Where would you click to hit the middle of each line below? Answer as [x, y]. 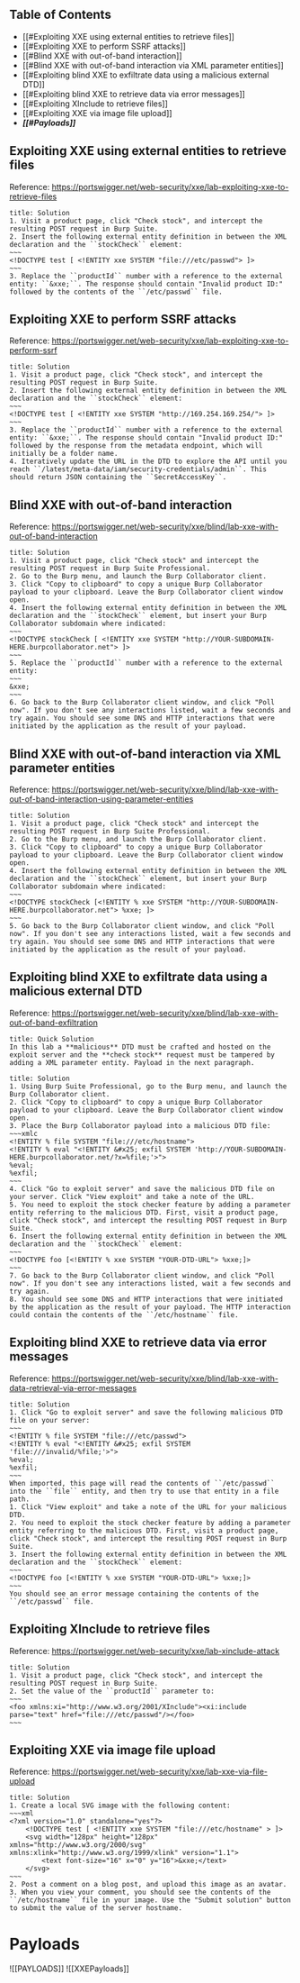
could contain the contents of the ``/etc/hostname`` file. [124, 1314]
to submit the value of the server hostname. [96, 1908]
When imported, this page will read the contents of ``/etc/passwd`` [142, 1483]
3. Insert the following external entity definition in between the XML [148, 1554]
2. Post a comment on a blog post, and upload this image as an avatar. [148, 1885]
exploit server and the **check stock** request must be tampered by [142, 1055]
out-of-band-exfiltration [54, 1023]
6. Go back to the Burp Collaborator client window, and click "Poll [142, 703]
